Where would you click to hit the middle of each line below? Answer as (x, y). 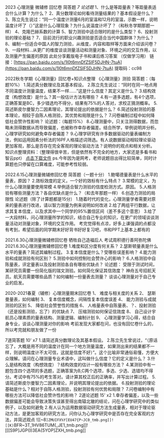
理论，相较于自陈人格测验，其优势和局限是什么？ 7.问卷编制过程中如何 (80, 115)
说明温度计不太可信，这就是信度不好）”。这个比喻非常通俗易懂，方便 (86, 352)
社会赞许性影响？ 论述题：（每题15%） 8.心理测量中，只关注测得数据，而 (82, 121)
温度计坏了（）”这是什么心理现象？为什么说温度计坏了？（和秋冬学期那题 (78, 25)
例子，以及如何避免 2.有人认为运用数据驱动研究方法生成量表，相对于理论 (78, 407)
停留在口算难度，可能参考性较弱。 (56, 164)
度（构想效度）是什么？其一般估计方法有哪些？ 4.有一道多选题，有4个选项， (82, 97)
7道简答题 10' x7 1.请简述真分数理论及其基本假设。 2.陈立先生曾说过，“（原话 (81, 340)
